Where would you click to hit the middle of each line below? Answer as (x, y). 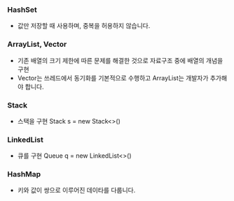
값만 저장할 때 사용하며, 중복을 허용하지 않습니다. (84, 26)
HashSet (22, 10)
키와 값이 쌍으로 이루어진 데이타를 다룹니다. (76, 191)
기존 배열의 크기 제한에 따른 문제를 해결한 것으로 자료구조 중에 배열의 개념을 (120, 60)
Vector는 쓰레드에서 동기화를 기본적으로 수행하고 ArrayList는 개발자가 (113, 77)
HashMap (24, 174)
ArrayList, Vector (37, 45)
